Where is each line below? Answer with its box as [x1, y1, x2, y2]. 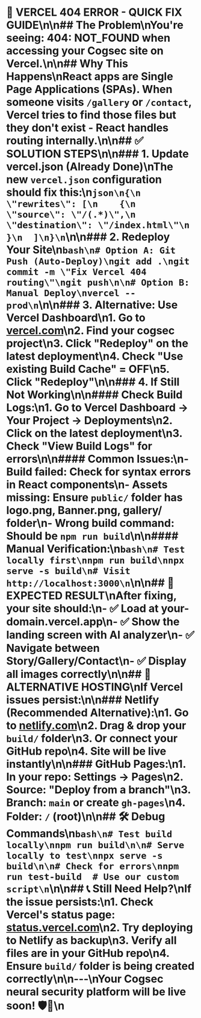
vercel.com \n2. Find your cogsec [6, 324, 175, 338]
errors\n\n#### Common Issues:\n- [6, 453, 189, 466]
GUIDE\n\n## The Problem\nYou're [6, 18, 184, 32]
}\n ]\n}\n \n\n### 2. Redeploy [6, 230, 170, 244]
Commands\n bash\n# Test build [6, 827, 173, 840]
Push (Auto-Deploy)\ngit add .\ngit [6, 256, 190, 268]
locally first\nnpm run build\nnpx [6, 555, 185, 567]
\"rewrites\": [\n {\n [6, 199, 136, 210]
